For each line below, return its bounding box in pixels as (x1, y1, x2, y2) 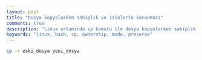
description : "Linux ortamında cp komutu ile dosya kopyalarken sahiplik (6, 25, 197, 32)
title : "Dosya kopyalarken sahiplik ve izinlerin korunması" (6, 15, 164, 21)
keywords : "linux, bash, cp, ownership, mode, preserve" (6, 32, 153, 38)
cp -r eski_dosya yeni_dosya (6, 48, 80, 55)
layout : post (6, 8, 39, 15)
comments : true (6, 20, 45, 26)
